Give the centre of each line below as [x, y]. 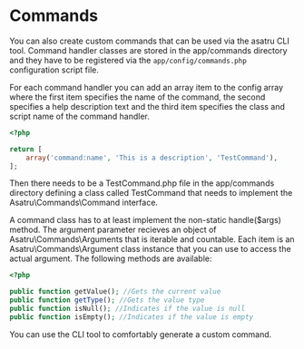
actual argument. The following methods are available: [111, 258]
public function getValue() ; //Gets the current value [115, 292]
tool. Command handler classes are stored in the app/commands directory [148, 50]
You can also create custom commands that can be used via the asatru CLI [150, 41]
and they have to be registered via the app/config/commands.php [128, 60]
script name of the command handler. [79, 116]
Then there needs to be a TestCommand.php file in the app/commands [142, 183]
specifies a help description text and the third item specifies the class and [147, 106]
